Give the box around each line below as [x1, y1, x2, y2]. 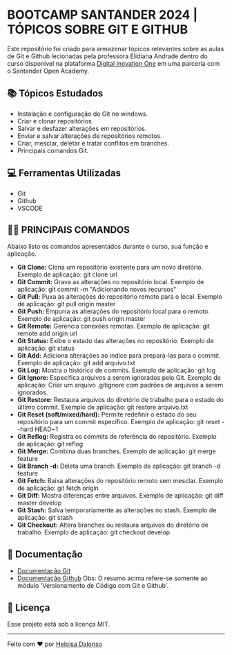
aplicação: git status [17, 344, 75, 353]
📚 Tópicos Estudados [7, 87, 104, 100]
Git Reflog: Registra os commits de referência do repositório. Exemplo [17, 433, 217, 441]
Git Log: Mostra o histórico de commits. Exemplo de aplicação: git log [17, 366, 216, 374]
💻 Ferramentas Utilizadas [7, 167, 121, 180]
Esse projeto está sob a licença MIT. [7, 620, 110, 628]
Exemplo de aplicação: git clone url [17, 270, 117, 279]
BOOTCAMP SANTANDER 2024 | [7, 7, 198, 23]
